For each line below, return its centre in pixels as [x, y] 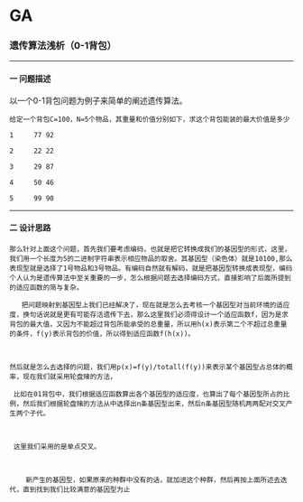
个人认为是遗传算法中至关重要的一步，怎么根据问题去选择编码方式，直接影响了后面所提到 [150, 278]
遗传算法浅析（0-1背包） [63, 46]
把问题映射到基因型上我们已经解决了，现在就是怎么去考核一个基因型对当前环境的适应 [156, 305]
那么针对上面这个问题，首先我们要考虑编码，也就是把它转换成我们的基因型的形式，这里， [150, 249]
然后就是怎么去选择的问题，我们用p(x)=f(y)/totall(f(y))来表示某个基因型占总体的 [148, 367]
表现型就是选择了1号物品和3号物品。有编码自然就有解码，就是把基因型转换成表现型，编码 [151, 268]
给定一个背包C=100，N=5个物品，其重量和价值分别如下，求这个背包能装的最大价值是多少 [150, 119]
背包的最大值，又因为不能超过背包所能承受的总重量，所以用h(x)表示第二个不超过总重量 [148, 324]
